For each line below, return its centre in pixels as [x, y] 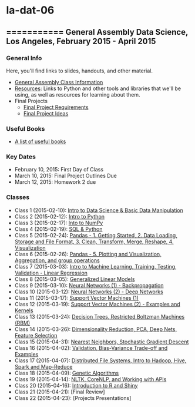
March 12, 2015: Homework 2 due [55, 182]
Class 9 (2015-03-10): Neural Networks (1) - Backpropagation [89, 285]
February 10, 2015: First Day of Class [59, 170]
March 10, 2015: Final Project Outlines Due [66, 176]
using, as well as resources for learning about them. [77, 94]
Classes [18, 197]
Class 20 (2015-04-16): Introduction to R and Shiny [76, 385]
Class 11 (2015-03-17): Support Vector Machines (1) [77, 297]
